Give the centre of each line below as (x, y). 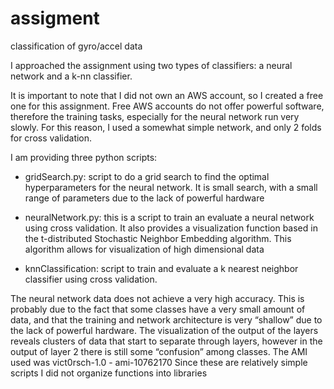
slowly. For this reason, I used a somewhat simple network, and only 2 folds (166, 127)
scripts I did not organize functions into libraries (109, 373)
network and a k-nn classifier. (71, 76)
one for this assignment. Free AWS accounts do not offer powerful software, (167, 106)
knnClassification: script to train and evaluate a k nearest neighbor (161, 268)
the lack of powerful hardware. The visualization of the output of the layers (164, 330)
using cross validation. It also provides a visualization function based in (171, 228)
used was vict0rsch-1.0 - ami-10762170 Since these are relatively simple (159, 362)
